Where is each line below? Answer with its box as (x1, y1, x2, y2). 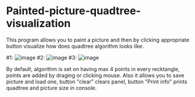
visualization (6, 17, 71, 30)
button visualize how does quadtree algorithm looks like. (6, 43, 144, 50)
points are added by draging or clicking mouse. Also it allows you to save (6, 72, 185, 79)
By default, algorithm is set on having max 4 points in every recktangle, (6, 65, 180, 72)
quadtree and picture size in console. (6, 84, 97, 91)
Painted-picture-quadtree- (6, 4, 141, 18)
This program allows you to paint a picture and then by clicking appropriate (6, 36, 190, 43)
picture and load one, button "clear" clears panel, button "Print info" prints (6, 78, 188, 85)
